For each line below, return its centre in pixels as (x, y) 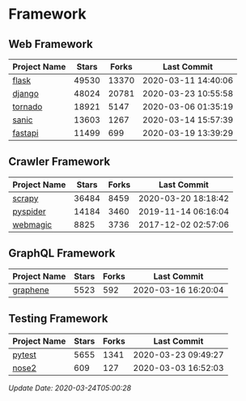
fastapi (25, 133)
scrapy (25, 198)
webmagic (32, 224)
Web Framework (51, 44)
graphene (31, 290)
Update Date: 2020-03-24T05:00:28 (70, 388)
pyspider (29, 211)
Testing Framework (58, 319)
